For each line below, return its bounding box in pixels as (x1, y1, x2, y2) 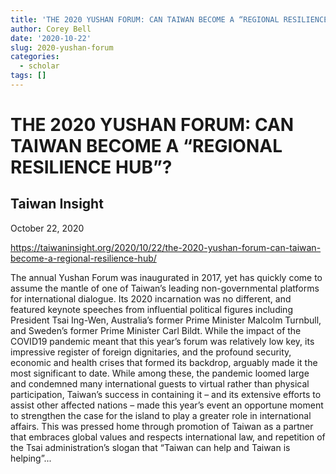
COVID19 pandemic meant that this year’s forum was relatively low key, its (10, 335, 315, 347)
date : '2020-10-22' (10, 33, 92, 43)
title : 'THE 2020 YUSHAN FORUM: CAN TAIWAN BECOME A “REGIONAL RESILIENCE (10, 14, 329, 25)
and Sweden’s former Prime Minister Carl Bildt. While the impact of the (10, 324, 302, 336)
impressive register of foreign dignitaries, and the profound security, (10, 346, 292, 358)
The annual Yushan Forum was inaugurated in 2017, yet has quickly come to (10, 271, 323, 283)
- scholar (19, 61, 60, 71)
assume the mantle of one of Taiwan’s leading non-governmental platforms (10, 282, 320, 294)
